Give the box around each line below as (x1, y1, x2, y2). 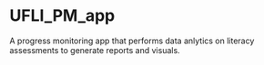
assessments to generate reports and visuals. (9, 44, 180, 55)
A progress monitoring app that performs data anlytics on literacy (9, 35, 255, 46)
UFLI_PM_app (9, 5, 116, 26)
